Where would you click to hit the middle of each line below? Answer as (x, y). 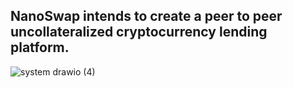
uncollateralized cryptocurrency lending (139, 32)
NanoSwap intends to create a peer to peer (146, 16)
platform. (40, 47)
